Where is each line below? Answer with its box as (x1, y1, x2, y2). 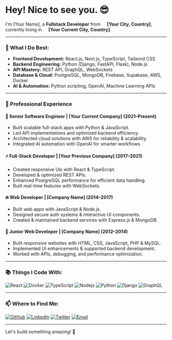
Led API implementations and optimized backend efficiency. (12, 130, 140, 136)
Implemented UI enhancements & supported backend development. (12, 245, 156, 251)
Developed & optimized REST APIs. (12, 172, 87, 178)
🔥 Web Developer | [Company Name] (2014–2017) (5, 194, 114, 201)
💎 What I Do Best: (5, 44, 50, 51)
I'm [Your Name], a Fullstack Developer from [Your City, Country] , (5, 21, 153, 27)
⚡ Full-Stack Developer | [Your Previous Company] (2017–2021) (5, 153, 142, 159)
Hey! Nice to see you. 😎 (5, 4, 109, 16)
